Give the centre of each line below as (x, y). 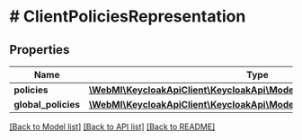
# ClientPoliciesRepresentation (128, 17)
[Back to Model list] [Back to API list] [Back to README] (112, 127)
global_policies (47, 105)
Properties (40, 50)
